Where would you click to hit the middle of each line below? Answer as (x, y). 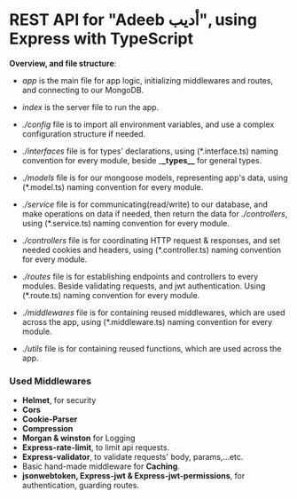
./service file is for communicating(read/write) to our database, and (145, 204)
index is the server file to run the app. (90, 107)
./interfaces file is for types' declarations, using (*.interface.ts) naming (150, 151)
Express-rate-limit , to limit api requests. (96, 448)
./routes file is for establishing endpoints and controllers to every (140, 276)
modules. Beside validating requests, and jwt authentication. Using (144, 286)
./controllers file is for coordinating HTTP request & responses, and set (151, 240)
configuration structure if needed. (84, 133)
